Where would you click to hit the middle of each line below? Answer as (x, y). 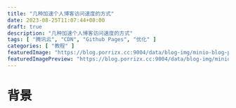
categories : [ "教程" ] (41, 46)
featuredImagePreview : (40, 59)
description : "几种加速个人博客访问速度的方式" (70, 33)
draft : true (25, 26)
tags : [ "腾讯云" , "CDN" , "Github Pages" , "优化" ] (82, 40)
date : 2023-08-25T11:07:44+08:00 (56, 20)
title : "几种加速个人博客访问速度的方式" (61, 14)
